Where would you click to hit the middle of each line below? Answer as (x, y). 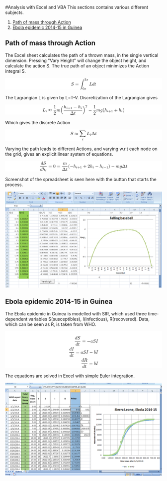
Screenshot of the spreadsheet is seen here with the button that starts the (81, 180)
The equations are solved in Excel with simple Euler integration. (70, 376)
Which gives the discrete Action (38, 122)
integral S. (16, 71)
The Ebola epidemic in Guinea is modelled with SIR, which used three (76, 313)
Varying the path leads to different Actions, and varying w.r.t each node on (81, 149)
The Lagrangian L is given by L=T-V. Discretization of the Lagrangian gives (82, 98)
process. (14, 185)
